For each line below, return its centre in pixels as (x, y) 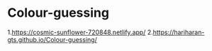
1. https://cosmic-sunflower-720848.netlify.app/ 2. (80, 32)
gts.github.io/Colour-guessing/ (52, 39)
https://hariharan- (179, 32)
